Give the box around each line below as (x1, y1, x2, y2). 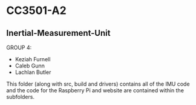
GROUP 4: (6, 44, 32, 51)
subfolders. (6, 93, 35, 100)
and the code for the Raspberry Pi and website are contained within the (6, 87, 185, 94)
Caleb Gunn (15, 62, 45, 69)
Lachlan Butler (15, 69, 51, 76)
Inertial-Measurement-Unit (6, 28, 111, 38)
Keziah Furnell (15, 56, 51, 63)
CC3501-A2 (6, 4, 67, 18)
